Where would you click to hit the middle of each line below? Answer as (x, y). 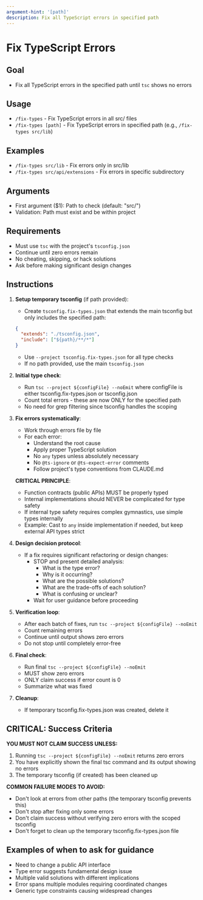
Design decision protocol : (48, 543)
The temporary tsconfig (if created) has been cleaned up (86, 775)
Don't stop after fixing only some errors (64, 811)
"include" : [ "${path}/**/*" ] (58, 340)
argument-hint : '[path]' (38, 12)
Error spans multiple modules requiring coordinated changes (91, 884)
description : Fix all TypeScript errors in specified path (83, 18)
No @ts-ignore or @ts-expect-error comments (91, 463)
